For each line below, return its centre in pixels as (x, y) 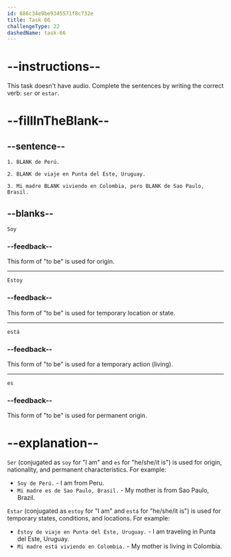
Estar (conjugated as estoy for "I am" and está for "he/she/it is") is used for (114, 511)
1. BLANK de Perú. (33, 162)
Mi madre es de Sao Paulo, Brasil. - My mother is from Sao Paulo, (113, 490)
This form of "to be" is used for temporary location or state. (91, 313)
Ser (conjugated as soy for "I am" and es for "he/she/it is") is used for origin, (114, 463)
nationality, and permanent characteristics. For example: (87, 470)
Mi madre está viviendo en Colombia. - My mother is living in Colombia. (119, 546)
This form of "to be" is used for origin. (61, 262)
